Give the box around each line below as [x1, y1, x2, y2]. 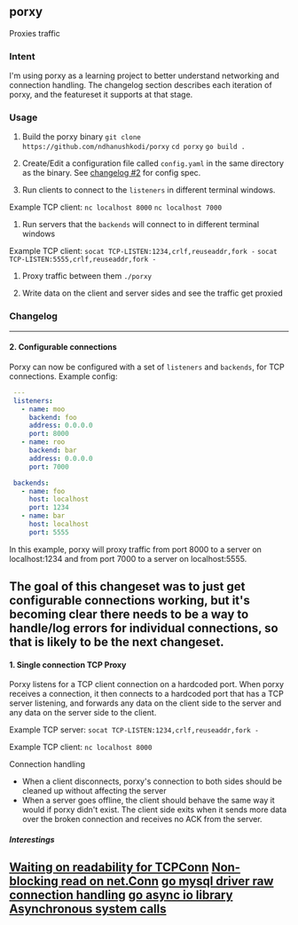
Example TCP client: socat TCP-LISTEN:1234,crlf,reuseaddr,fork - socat [9, 246, 278, 257]
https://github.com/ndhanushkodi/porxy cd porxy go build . [21, 143, 246, 152]
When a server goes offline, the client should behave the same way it [21, 795, 275, 806]
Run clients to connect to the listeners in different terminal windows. [21, 185, 276, 195]
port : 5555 [28, 527, 69, 537]
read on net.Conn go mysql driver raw [60, 874, 274, 889]
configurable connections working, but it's [9, 593, 251, 608]
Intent [9, 50, 35, 62]
